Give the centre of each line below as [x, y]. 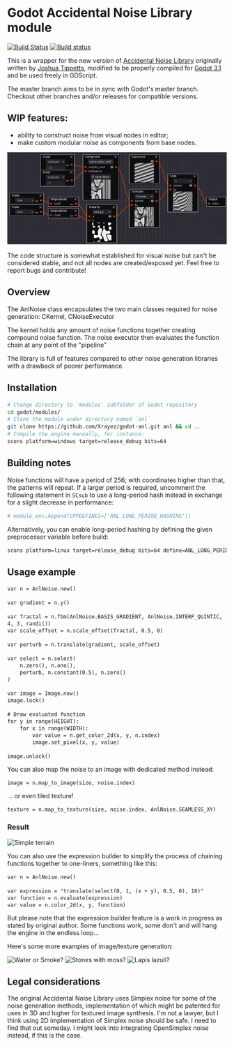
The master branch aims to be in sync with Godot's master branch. [103, 89]
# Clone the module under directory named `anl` [79, 419]
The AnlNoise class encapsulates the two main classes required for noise [112, 309]
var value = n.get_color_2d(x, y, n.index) [96, 735]
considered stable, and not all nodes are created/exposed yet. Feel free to [113, 263]
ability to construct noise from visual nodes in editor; [93, 135]
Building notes [39, 463]
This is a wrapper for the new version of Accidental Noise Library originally [115, 60]
